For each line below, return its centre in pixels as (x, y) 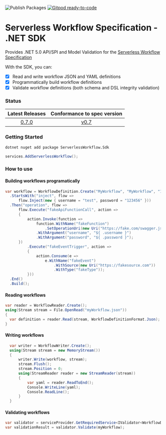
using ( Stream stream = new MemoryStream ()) (55, 350)
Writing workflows (25, 335)
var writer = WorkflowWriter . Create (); (51, 346)
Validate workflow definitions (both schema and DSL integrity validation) (86, 88)
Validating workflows (27, 412)
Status (13, 101)
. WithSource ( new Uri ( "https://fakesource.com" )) (104, 265)
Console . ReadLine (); (48, 392)
